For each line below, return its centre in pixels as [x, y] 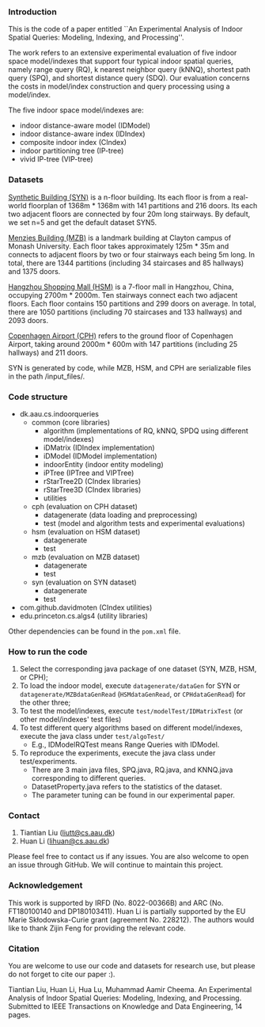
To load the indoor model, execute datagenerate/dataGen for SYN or [130, 686]
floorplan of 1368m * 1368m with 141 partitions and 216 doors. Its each [143, 205]
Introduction [32, 12]
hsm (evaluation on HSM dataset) [86, 531]
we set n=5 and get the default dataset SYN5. [82, 222]
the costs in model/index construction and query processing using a [119, 86]
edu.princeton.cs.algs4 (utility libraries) [84, 615]
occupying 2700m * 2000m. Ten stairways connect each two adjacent [123, 295]
